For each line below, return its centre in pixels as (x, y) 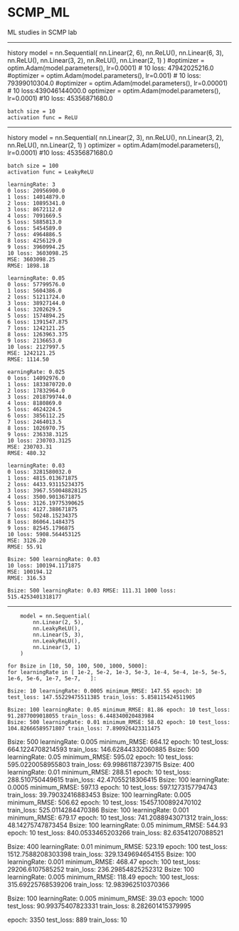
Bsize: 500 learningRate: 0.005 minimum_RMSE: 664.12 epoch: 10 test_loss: (118, 741)
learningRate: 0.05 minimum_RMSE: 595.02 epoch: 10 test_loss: (100, 757)
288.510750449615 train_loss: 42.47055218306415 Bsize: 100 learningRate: (118, 780)
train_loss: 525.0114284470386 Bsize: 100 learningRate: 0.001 (98, 810)
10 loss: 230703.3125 (39, 441)
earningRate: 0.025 (36, 372)
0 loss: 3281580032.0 (39, 472)
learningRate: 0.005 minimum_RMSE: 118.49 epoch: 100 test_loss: (103, 877)
